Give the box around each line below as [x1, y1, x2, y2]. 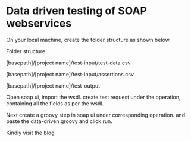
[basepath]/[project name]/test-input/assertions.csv [6, 70, 134, 78]
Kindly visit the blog [6, 129, 55, 136]
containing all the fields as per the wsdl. [6, 99, 104, 107]
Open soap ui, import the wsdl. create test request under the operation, [6, 93, 181, 101]
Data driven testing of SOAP [6, 4, 148, 18]
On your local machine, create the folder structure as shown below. [6, 36, 171, 43]
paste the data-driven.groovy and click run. [6, 117, 112, 125]
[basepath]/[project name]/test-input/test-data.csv [6, 59, 131, 66]
